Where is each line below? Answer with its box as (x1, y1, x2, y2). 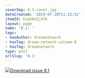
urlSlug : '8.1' (5, 53, 37, 59)
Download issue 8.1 (10, 68, 50, 74)
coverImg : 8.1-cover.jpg (5, 7, 57, 12)
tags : (5, 30, 16, 35)
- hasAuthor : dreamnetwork (5, 35, 61, 40)
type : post (5, 49, 28, 54)
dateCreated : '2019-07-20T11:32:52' (5, 12, 81, 17)
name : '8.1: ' (5, 26, 35, 31)
